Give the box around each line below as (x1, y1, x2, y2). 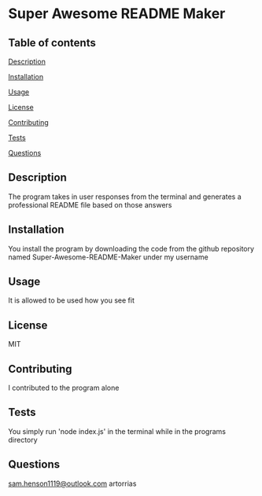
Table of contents (8, 36, 96, 50)
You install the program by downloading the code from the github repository (8, 244, 254, 253)
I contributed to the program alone (8, 383, 120, 393)
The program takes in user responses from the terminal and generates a (8, 192, 242, 201)
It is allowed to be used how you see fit (8, 296, 135, 305)
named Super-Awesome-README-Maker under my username (8, 252, 208, 262)
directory (8, 435, 38, 444)
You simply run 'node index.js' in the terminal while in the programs (8, 426, 227, 436)
